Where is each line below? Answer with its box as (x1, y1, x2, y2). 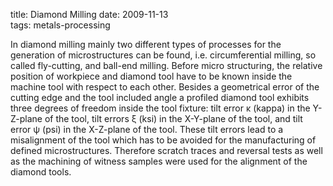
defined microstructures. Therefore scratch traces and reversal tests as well (10, 145, 323, 156)
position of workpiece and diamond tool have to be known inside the (10, 70, 293, 82)
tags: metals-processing (10, 19, 111, 31)
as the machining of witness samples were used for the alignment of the (10, 155, 308, 167)
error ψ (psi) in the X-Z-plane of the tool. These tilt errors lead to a (10, 124, 284, 135)
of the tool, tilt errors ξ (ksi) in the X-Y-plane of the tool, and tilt (44, 113, 303, 124)
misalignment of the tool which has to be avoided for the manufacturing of (10, 134, 317, 146)
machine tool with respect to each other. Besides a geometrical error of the (10, 81, 320, 93)
